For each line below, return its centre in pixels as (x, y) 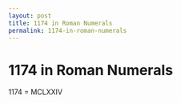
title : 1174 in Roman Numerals (60, 23)
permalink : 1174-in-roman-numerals (68, 30)
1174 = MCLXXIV (35, 92)
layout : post (30, 16)
